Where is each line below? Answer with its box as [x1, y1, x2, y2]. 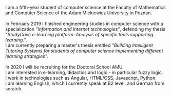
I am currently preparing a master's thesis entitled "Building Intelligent [5, 42, 153, 48]
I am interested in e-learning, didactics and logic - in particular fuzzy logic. [5, 69, 163, 76]
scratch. [5, 86, 23, 91]
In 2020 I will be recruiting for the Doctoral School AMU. [5, 64, 124, 70]
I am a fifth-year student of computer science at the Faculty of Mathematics [5, 5, 166, 10]
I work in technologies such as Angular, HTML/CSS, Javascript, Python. [5, 75, 157, 81]
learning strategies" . [5, 53, 49, 59]
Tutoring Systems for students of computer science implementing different [5, 48, 163, 54]
